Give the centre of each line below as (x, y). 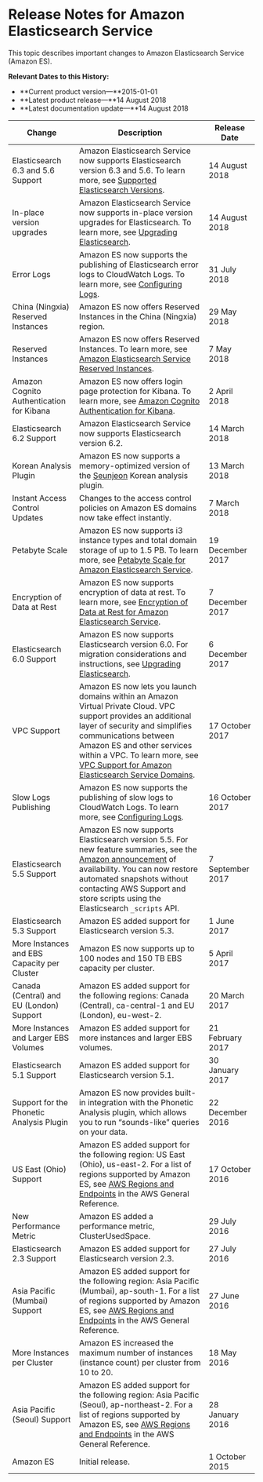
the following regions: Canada (134, 995)
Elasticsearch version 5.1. (127, 1075)
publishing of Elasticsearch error (139, 265)
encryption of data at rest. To (133, 592)
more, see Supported (118, 180)
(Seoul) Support (41, 1419)
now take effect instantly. (126, 517)
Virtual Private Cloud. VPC (127, 706)
